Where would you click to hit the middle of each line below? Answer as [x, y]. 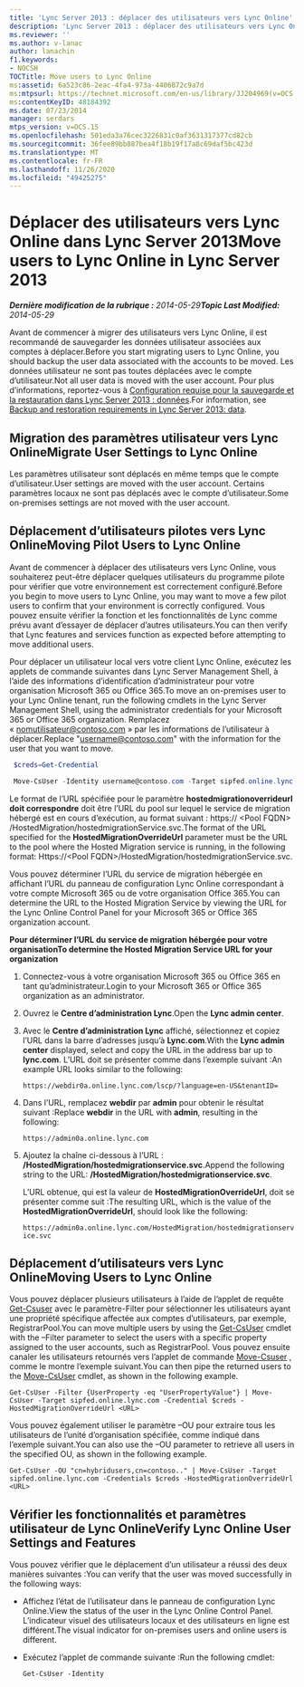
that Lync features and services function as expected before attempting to [148, 634]
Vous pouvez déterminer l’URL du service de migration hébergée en [136, 874]
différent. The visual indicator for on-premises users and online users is [155, 1630]
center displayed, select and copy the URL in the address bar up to [147, 1050]
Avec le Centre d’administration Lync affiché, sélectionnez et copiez [151, 1030]
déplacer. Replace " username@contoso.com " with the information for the [145, 738]
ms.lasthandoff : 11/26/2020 [62, 169]
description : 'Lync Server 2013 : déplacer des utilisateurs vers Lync [147, 26]
